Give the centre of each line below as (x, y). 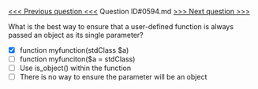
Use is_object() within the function (75, 68)
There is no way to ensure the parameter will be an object (113, 77)
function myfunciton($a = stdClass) (77, 59)
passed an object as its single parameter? (76, 35)
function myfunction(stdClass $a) (74, 50)
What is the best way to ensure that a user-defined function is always (121, 26)
